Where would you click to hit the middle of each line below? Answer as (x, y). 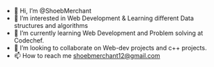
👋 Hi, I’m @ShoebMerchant (53, 11)
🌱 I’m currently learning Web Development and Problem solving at (108, 33)
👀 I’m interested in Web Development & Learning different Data (104, 18)
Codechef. (29, 40)
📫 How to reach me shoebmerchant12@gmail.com (87, 55)
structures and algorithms (51, 25)
